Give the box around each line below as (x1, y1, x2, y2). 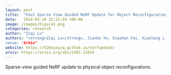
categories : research (5, 26, 51, 31)
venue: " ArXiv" (5, 41, 38, 46)
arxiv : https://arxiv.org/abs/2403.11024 (5, 50, 95, 55)
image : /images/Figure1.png (5, 21, 65, 27)
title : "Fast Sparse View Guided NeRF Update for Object (5, 12, 131, 17)
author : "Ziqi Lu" (5, 31, 44, 36)
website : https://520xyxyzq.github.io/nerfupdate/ (5, 45, 115, 50)
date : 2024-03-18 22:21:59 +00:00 (5, 17, 83, 22)
